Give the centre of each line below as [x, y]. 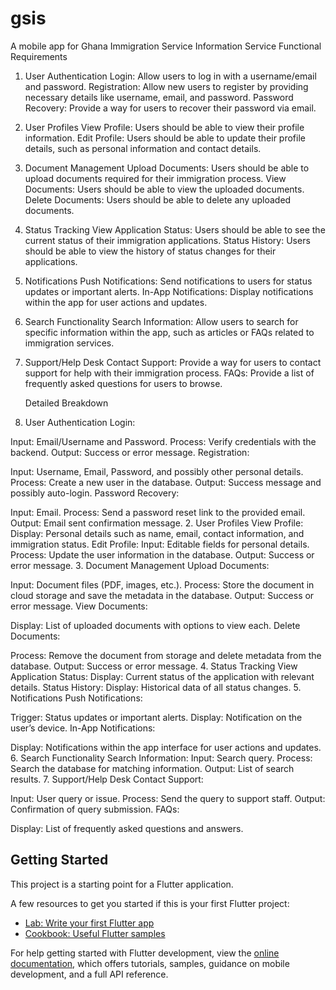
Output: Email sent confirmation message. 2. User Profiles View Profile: [157, 523]
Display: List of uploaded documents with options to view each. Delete [155, 625]
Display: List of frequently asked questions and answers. [127, 828]
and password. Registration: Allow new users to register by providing [166, 86]
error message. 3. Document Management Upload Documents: [140, 565]
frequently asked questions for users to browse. [123, 383]
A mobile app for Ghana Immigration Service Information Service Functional [166, 46]
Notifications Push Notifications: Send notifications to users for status [168, 281]
